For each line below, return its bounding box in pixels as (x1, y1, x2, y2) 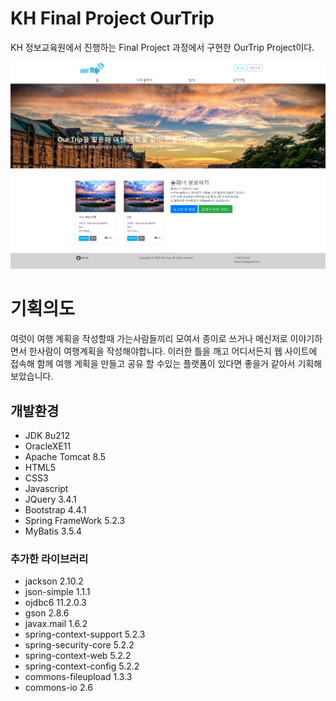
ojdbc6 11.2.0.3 (24, 597, 87, 609)
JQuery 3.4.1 (24, 493, 77, 505)
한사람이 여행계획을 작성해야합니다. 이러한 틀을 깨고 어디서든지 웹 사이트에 (28, 345, 318, 357)
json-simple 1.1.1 (24, 586, 91, 598)
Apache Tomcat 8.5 (24, 450, 107, 462)
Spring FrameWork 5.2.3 (24, 514, 126, 526)
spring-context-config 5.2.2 (24, 660, 140, 672)
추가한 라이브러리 (10, 552, 89, 566)
